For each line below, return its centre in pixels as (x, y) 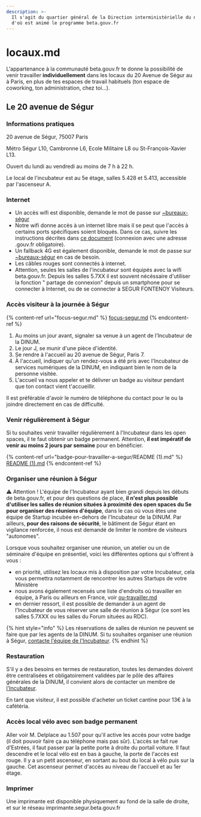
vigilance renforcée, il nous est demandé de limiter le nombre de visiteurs (97, 530)
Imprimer (20, 788)
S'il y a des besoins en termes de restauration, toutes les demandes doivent (100, 669)
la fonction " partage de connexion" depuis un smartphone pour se (98, 283)
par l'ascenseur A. (29, 184)
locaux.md (33, 52)
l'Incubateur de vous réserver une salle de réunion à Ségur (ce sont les (102, 610)
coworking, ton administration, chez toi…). (58, 88)
